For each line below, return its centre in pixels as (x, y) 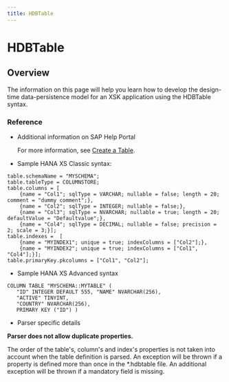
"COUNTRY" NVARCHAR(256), (53, 304)
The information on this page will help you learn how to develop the (102, 89)
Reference (25, 122)
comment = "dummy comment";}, (51, 200)
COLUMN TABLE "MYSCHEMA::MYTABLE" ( (59, 286)
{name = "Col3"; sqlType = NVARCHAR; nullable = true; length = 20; (120, 212)
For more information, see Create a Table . (76, 150)
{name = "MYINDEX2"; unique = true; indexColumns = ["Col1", (109, 248)
